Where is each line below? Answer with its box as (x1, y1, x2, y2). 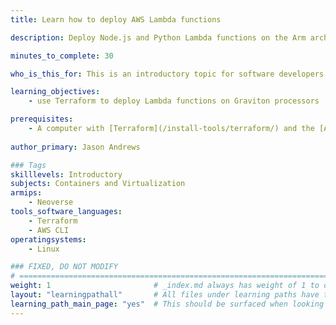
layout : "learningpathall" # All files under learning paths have (10, 290, 320, 300)
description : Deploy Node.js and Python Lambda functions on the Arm (10, 32, 307, 43)
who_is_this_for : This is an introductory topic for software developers (10, 69, 325, 79)
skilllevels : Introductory (10, 169, 123, 180)
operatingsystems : (10, 234, 87, 245)
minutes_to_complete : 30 (10, 51, 114, 61)
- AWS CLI (28, 225, 70, 235)
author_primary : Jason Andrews (10, 142, 141, 152)
